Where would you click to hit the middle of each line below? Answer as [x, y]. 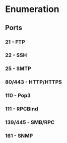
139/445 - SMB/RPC [30, 122]
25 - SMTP [18, 68]
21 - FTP [15, 42]
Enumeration [32, 9]
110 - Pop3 [18, 95]
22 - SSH [16, 55]
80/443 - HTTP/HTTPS [33, 82]
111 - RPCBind [22, 109]
